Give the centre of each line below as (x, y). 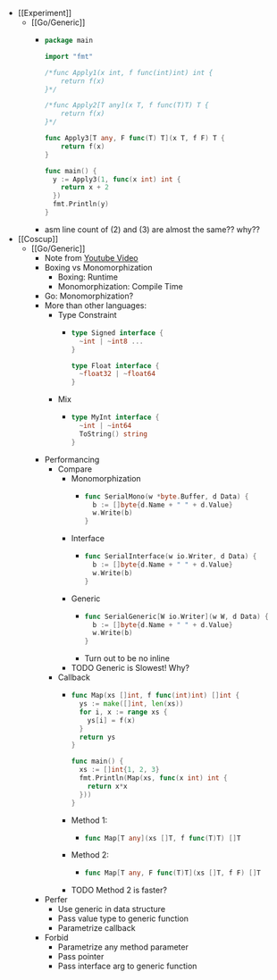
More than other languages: (96, 305)
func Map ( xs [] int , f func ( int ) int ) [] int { (155, 696)
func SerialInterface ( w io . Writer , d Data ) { (171, 557)
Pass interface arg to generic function (127, 966)
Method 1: (89, 820)
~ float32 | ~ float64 (118, 374)
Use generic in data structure (112, 909)
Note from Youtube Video (91, 257)
